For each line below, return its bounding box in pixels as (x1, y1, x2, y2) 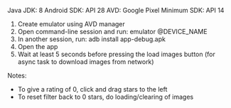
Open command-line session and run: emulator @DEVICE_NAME (17, 28, 208, 36)
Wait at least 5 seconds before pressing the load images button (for (17, 50, 215, 58)
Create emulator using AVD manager (17, 20, 126, 28)
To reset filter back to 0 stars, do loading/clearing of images (17, 92, 194, 101)
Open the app (17, 43, 58, 50)
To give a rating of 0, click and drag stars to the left (17, 85, 168, 93)
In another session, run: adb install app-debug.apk (17, 35, 166, 43)
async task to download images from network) (17, 58, 154, 66)
